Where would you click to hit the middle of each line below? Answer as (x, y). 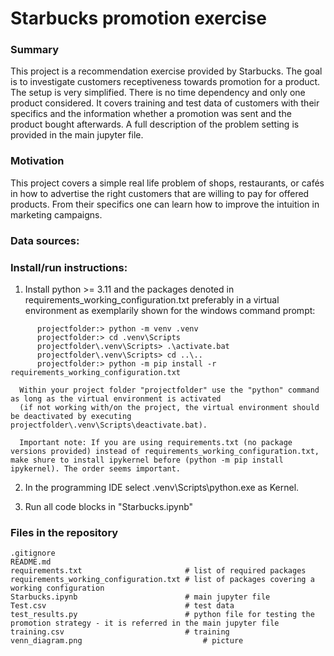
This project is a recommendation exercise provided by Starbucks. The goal (166, 71)
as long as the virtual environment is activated (116, 399)
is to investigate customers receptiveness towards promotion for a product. (165, 82)
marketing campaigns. (56, 214)
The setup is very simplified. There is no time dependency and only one (158, 93)
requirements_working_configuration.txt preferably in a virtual (152, 300)
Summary (35, 50)
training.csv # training (120, 632)
